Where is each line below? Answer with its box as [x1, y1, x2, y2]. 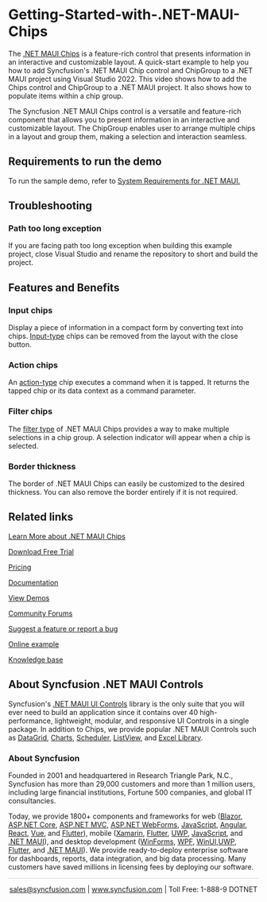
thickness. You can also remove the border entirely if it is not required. [8, 488, 238, 497]
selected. [8, 441, 39, 450]
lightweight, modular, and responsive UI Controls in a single [54, 716, 250, 725]
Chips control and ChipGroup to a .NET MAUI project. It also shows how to [8, 82, 252, 92]
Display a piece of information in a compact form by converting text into [8, 323, 244, 332]
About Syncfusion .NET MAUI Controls [8, 678, 204, 691]
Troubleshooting [8, 199, 93, 212]
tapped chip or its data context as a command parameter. [8, 386, 196, 395]
